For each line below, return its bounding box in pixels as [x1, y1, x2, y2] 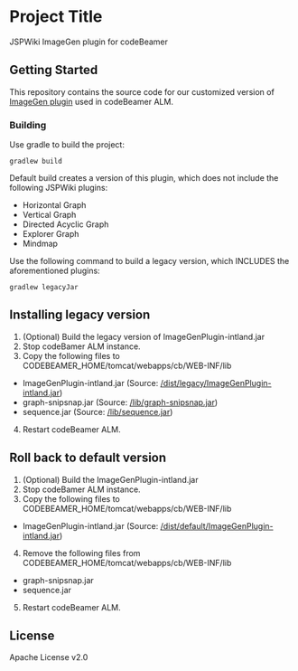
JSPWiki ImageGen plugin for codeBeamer [9, 36, 169, 47]
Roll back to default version [9, 450, 167, 466]
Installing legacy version [9, 307, 151, 323]
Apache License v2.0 [9, 652, 88, 663]
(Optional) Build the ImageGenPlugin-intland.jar [22, 474, 199, 485]
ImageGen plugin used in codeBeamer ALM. [9, 96, 174, 107]
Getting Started [9, 62, 98, 78]
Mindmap [22, 238, 59, 250]
